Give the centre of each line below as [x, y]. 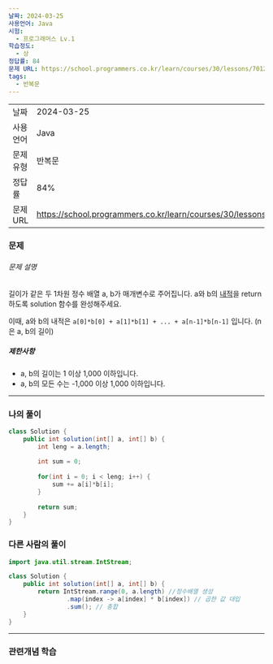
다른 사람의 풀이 [37, 545]
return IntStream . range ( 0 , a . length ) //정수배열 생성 [126, 592]
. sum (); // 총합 [92, 606]
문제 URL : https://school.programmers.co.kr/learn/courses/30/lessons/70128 [139, 69]
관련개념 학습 [32, 652]
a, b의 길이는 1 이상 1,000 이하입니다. [79, 373]
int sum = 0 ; [60, 462]
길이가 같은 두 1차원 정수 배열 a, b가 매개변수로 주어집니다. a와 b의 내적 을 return [135, 293]
